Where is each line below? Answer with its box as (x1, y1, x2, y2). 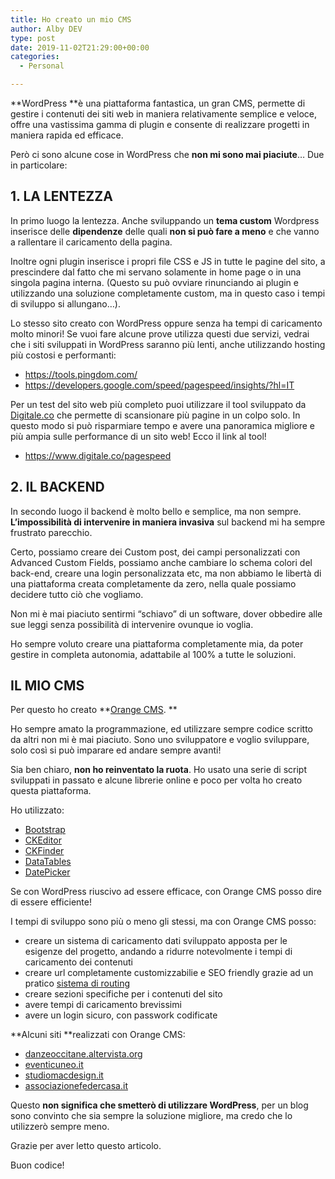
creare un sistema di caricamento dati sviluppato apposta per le (24, 935, 288, 947)
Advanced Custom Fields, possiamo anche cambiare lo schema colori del (10, 556, 313, 568)
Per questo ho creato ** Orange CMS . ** (10, 704, 178, 716)
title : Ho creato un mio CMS (10, 14, 132, 25)
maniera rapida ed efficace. (10, 129, 124, 141)
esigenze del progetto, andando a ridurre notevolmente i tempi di (24, 946, 293, 958)
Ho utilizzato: (10, 804, 65, 816)
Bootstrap (24, 824, 66, 836)
